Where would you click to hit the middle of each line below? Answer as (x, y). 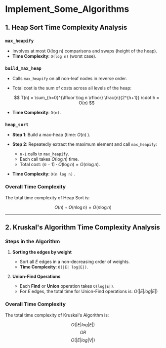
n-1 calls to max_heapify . (44, 154)
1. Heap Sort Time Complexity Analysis (66, 27)
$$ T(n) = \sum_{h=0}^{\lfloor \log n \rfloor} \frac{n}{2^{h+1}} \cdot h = (87, 98)
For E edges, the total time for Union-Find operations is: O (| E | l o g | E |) (89, 291)
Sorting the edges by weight (42, 252)
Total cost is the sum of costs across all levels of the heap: (72, 88)
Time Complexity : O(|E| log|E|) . (54, 267)
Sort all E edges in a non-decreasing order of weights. (75, 262)
